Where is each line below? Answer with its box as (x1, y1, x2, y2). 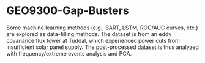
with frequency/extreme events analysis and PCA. (6, 50, 132, 57)
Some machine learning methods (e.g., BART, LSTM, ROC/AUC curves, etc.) (6, 24, 198, 31)
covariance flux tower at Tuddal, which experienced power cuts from (6, 37, 181, 44)
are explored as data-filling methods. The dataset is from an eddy (6, 30, 172, 37)
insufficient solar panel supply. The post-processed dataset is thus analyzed (6, 43, 199, 51)
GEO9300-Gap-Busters (6, 4, 130, 18)
